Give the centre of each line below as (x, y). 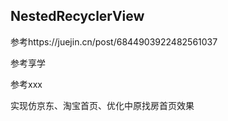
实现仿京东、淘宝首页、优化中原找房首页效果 (102, 105)
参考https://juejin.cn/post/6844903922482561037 (114, 41)
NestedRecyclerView (77, 16)
